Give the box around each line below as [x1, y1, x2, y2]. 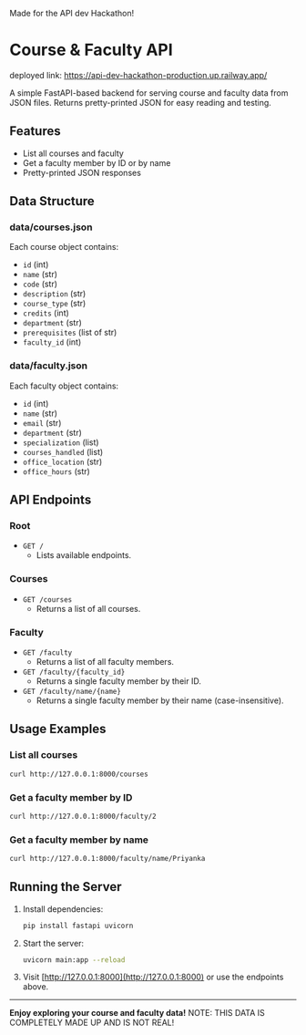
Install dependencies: [22, 903, 104, 915]
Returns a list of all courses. [36, 603, 141, 614]
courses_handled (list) [22, 446, 104, 457]
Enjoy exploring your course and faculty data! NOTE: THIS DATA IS [9, 1008, 266, 1019]
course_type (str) [22, 298, 87, 309]
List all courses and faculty [22, 148, 125, 159]
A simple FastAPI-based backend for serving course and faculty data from [9, 87, 289, 98]
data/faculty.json [9, 359, 88, 372]
